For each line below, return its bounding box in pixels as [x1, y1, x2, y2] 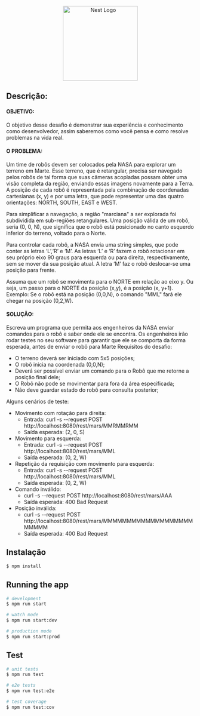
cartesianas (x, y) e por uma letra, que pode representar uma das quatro [6, 192, 184, 199]
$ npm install [6, 563, 42, 569]
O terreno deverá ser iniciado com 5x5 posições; [14, 355, 136, 361]
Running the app [6, 580, 69, 590]
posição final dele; [14, 374, 61, 380]
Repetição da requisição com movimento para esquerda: [14, 460, 155, 467]
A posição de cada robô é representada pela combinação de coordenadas [6, 186, 189, 193]
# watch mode [6, 612, 39, 618]
